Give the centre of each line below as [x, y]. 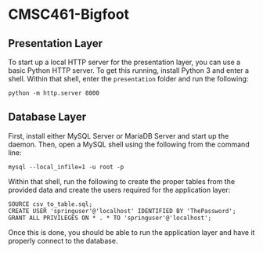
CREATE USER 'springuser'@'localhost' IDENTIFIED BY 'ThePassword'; [122, 211]
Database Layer [47, 117]
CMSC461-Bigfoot [69, 14]
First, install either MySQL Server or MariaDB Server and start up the [119, 136]
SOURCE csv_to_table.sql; [50, 204]
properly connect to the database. [63, 240]
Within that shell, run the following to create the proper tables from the [122, 181]
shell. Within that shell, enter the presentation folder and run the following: [128, 79]
